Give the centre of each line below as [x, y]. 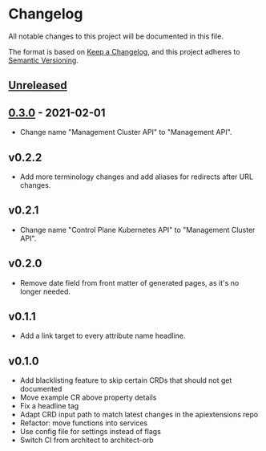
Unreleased [38, 85]
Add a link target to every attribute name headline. [103, 336]
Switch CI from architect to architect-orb [87, 440]
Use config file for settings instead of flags [91, 432]
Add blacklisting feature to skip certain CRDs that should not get [126, 380]
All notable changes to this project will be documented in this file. [116, 36]
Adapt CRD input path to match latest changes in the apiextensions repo [139, 415]
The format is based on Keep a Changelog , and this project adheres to [124, 51]
